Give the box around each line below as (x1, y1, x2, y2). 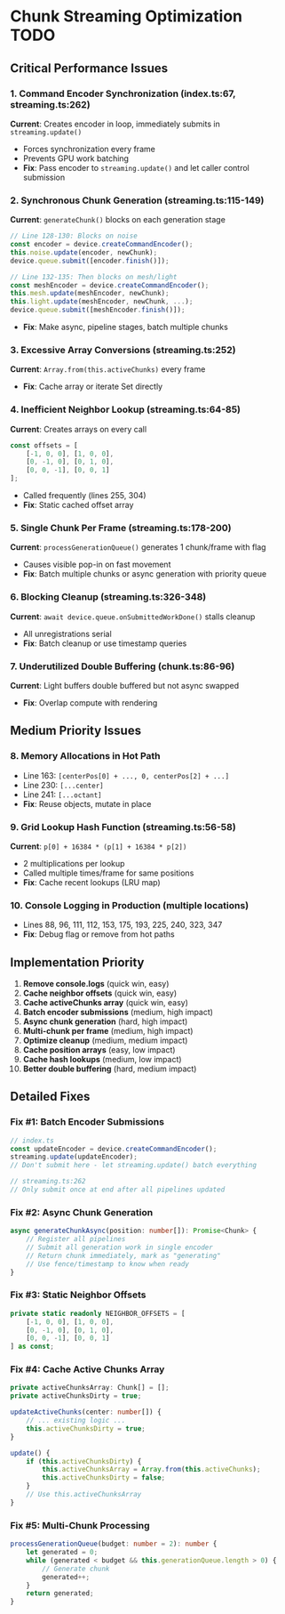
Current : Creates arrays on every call (10, 424, 147, 434)
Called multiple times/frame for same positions (22, 868, 194, 878)
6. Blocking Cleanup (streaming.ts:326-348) (10, 591, 207, 603)
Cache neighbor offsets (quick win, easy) (22, 988, 178, 998)
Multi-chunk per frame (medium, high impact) (22, 1026, 194, 1036)
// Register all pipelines (26, 1235, 126, 1244)
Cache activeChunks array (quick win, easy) (22, 997, 189, 1007)
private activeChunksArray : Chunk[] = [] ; (10, 1384, 170, 1392)
